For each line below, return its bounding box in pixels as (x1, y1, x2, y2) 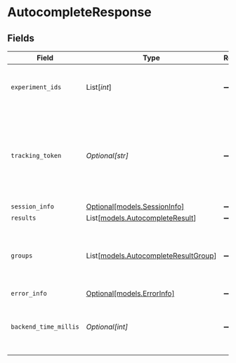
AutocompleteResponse (7, 4, 152, 20)
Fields (7, 32, 35, 44)
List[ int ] (86, 82, 112, 92)
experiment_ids (11, 84, 62, 91)
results (11, 214, 37, 222)
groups (11, 252, 33, 260)
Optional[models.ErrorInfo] (86, 289, 175, 298)
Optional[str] (86, 151, 129, 160)
